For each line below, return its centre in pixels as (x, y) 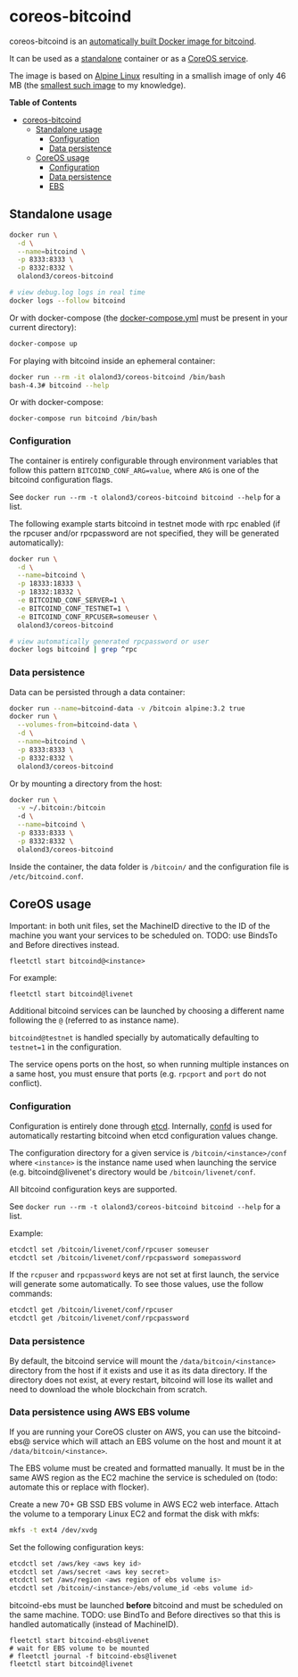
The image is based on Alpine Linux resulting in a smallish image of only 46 (148, 75)
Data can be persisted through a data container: (97, 692)
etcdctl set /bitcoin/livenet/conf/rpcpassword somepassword (125, 1258)
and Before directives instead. (64, 944)
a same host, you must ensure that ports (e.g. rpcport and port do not (138, 1074)
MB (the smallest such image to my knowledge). (98, 85)
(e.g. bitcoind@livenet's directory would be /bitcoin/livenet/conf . (132, 1172)
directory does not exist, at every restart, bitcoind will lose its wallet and (141, 1380)
